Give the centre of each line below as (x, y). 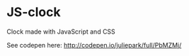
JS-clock (34, 12)
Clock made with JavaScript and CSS (61, 31)
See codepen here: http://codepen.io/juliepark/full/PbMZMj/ (94, 45)
